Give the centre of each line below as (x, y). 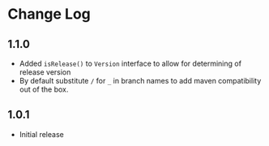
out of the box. (44, 89)
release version (45, 72)
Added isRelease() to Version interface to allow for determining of (130, 63)
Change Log (49, 14)
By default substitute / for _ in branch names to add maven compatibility (140, 81)
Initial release (41, 134)
